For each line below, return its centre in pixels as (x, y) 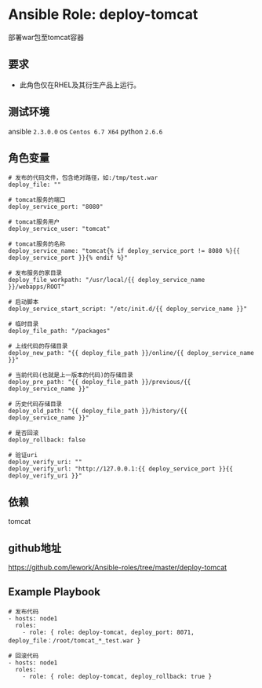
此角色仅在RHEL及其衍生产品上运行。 (80, 85)
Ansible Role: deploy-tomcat (103, 15)
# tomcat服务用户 (34, 222)
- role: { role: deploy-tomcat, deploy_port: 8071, (108, 632)
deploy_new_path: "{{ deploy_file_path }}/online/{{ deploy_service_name (131, 353)
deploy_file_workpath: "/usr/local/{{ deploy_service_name (107, 280)
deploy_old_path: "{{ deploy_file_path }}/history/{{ (98, 411)
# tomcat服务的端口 (37, 200)
